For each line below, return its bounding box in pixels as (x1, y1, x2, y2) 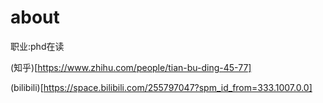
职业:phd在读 (10, 40, 65, 52)
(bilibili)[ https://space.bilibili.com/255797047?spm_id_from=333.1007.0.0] (10, 81, 313, 93)
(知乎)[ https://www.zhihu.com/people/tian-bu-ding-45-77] (10, 61, 252, 73)
